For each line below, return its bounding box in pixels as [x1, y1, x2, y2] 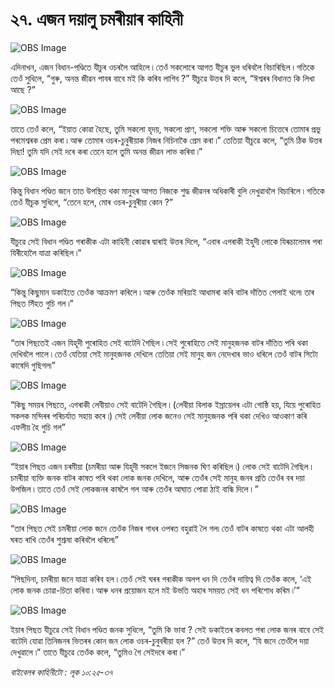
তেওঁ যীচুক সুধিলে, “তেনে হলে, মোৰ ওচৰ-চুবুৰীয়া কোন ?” [10, 196, 174, 208]
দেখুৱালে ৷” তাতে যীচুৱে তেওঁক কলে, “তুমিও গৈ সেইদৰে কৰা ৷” [10, 646, 186, 658]
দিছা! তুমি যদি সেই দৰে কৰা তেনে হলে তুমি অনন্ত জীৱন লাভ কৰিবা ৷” [10, 145, 203, 157]
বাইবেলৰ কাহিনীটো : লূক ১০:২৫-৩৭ [10, 666, 113, 678]
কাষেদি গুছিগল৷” [10, 359, 56, 371]
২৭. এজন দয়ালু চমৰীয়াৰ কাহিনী [10, 8, 183, 31]
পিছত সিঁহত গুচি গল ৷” [10, 297, 74, 309]
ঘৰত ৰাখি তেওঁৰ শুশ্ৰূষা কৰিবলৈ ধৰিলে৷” [10, 533, 119, 545]
